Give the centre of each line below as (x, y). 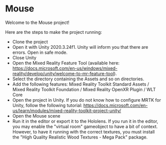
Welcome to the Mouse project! (37, 22)
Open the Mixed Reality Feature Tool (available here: (66, 63)
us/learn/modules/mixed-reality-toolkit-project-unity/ (67, 111)
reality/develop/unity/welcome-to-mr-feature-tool (63, 73)
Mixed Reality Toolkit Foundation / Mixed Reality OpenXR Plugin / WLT (84, 89)
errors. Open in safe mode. (40, 52)
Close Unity (24, 57)
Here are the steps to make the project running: (54, 32)
